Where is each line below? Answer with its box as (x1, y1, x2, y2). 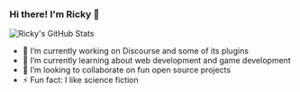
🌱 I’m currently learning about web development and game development (22, 55, 291, 66)
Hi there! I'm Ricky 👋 (9, 8, 100, 21)
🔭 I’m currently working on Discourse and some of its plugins (22, 46, 250, 56)
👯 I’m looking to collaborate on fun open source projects (22, 64, 232, 75)
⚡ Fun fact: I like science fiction (22, 75, 139, 86)
